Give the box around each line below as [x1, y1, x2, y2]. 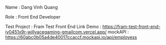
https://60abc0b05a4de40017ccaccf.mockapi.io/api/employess [5, 34, 137, 40]
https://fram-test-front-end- [102, 23, 161, 29]
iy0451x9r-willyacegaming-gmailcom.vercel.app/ [5, 29, 107, 34]
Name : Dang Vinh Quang [5, 4, 58, 10]
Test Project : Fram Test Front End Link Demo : [5, 23, 102, 29]
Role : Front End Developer [5, 14, 61, 19]
